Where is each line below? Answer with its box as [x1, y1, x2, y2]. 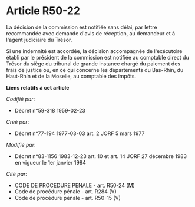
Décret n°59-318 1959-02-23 [14, 107, 85, 114]
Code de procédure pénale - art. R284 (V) [14, 188, 117, 195]
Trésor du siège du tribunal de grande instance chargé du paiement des [6, 60, 181, 67]
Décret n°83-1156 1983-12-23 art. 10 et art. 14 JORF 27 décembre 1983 [14, 152, 187, 160]
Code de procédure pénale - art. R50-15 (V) [14, 194, 121, 201]
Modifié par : [6, 141, 37, 148]
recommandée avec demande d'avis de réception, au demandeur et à [6, 29, 176, 37]
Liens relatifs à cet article [6, 84, 70, 91]
